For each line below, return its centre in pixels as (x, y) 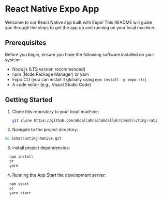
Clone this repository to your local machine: (55, 111)
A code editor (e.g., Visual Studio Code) (52, 84)
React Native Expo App (52, 9)
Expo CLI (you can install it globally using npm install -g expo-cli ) (79, 79)
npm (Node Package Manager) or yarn (51, 74)
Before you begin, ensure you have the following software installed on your (80, 54)
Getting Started (29, 100)
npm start (19, 184)
